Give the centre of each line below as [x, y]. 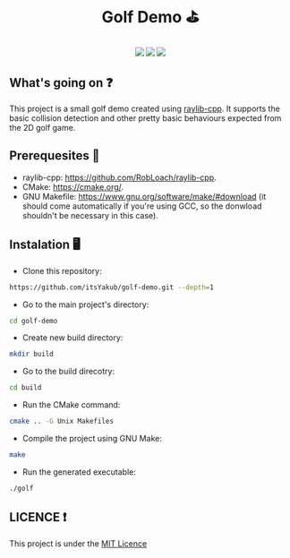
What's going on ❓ [61, 83]
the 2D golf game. [43, 128]
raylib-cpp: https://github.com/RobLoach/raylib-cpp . [119, 177]
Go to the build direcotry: [68, 372]
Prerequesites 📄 [55, 156]
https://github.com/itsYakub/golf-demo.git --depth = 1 [112, 287]
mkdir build [31, 354]
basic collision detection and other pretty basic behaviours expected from [145, 118]
